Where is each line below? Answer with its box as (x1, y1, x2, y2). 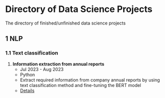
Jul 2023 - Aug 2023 (20, 66, 64, 72)
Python (20, 71, 35, 77)
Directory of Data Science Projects (5, 3, 152, 15)
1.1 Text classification (5, 49, 58, 56)
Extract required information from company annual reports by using (20, 76, 160, 83)
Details (20, 87, 35, 93)
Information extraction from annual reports (12, 61, 105, 67)
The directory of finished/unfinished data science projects (5, 20, 126, 26)
